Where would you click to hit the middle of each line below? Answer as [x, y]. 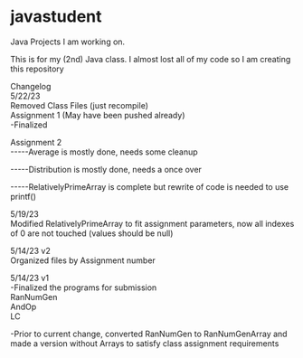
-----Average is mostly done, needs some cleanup [104, 152]
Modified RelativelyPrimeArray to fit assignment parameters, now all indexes [152, 223]
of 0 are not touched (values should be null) [92, 233]
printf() [24, 196]
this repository [37, 69]
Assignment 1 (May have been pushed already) [98, 115]
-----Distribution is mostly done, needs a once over [106, 169]
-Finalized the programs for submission [84, 287]
